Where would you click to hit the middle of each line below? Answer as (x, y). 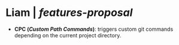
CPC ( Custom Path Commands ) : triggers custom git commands (94, 29)
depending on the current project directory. (68, 35)
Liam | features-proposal (69, 13)
